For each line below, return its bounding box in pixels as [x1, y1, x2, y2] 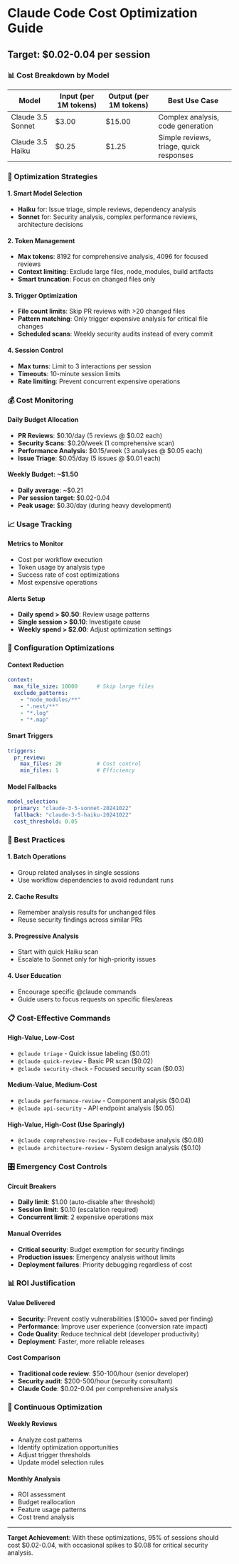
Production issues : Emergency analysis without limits [17, 1252, 176, 1261]
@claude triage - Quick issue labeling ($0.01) [17, 1049, 151, 1058]
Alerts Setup [7, 594, 46, 602]
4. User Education [7, 972, 62, 980]
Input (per [59, 91, 95, 101]
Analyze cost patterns [17, 1435, 83, 1444]
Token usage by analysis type [17, 563, 105, 572]
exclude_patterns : [14, 690, 69, 697]
